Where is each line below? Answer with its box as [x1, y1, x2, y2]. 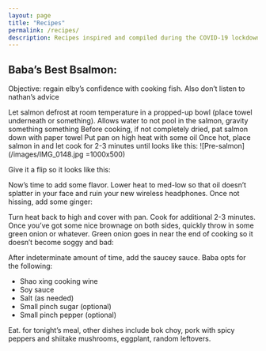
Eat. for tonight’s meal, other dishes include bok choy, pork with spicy [8, 326, 235, 335]
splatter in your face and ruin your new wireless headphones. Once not [8, 189, 240, 198]
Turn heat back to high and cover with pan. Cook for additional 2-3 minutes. [8, 213, 256, 222]
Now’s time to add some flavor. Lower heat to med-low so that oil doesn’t [8, 180, 247, 190]
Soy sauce [19, 285, 55, 295]
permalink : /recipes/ [8, 26, 80, 34]
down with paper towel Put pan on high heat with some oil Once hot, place [8, 133, 251, 142]
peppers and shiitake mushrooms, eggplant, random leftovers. [8, 334, 211, 344]
